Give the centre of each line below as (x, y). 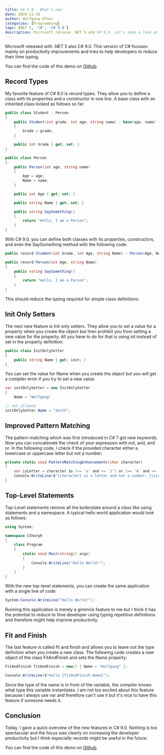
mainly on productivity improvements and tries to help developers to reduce (81, 51)
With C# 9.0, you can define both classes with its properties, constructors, (80, 239)
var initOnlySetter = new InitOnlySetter (48, 388)
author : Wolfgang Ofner (29, 19)
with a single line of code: (31, 591)
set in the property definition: (34, 341)
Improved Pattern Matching (48, 426)
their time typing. (22, 57)
